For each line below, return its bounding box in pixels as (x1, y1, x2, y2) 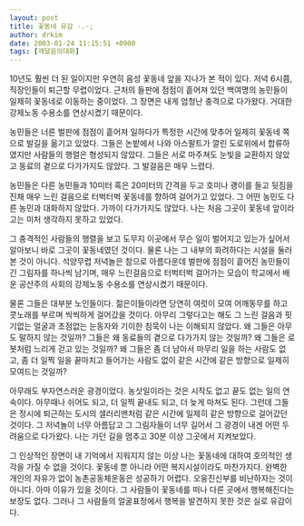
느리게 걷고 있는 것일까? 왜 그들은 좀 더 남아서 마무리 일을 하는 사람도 (33, 343, 277, 354)
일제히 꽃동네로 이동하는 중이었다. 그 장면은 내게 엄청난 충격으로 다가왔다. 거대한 (9, 96, 293, 107)
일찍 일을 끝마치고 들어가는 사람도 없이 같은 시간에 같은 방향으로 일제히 (40, 355, 290, 366)
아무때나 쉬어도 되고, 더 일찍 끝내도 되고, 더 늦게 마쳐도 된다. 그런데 (35, 397, 272, 408)
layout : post (9, 13, 59, 23)
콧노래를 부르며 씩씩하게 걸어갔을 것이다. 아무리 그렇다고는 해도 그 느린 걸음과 (9, 310, 283, 321)
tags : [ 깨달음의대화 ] (9, 47, 80, 56)
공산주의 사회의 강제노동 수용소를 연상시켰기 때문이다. (18, 279, 209, 290)
